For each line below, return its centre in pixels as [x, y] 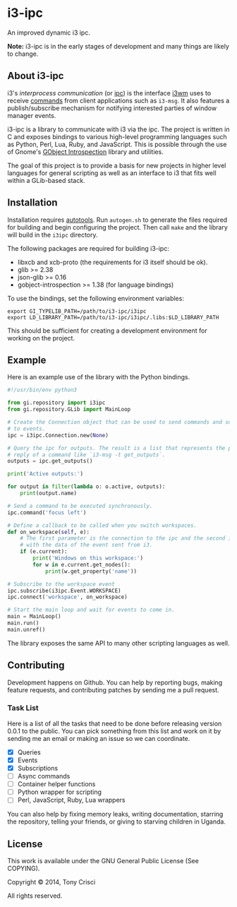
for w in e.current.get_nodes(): [82, 564]
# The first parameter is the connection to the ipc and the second [123, 538]
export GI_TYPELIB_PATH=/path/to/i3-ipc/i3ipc [77, 311]
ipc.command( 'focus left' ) [47, 512]
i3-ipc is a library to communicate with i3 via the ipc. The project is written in [119, 129]
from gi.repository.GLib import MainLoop [69, 410]
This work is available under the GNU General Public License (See [103, 861]
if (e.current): [44, 552]
